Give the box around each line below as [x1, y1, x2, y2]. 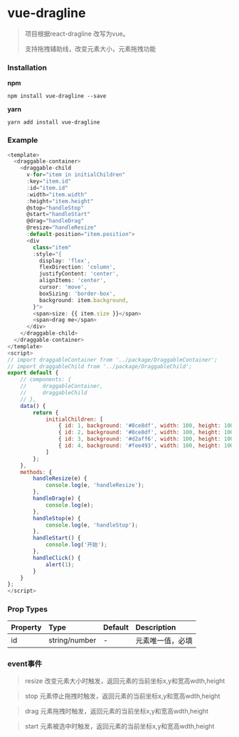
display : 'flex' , [38, 257, 91, 264]
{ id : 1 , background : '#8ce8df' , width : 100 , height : [58, 422, 221, 429]
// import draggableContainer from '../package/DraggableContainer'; [7, 356, 218, 363]
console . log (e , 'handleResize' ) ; [45, 482, 144, 489]
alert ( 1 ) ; [45, 561, 75, 568]
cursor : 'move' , [38, 284, 87, 291]
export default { [7, 370, 59, 377]
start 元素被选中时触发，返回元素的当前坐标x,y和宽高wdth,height [24, 721, 215, 730]
